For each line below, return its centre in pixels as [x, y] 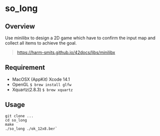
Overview [20, 26]
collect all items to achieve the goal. [41, 43]
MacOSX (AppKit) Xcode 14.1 [41, 79]
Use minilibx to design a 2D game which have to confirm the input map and [80, 38]
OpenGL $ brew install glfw [42, 84]
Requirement [25, 68]
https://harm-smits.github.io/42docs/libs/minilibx [66, 52]
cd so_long [16, 120]
